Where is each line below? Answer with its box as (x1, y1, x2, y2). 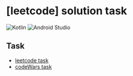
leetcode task (14, 56, 49, 64)
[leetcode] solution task (6, 4, 128, 18)
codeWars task (14, 63, 52, 70)
